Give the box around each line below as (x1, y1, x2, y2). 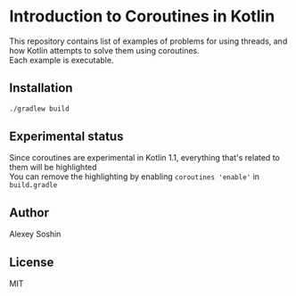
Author (9, 205, 49, 220)
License (9, 254, 54, 269)
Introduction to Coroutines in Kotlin (9, 6, 275, 27)
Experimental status (9, 129, 124, 144)
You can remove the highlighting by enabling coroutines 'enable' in (9, 171, 260, 182)
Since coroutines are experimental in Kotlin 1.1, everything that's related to (9, 152, 281, 163)
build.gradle (9, 181, 58, 190)
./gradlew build (9, 104, 70, 113)
